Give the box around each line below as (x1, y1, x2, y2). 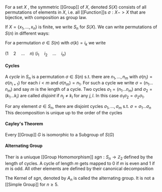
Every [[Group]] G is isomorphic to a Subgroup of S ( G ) (5, 131, 115, 137)
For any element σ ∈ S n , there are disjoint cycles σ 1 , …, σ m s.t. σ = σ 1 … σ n (5, 103, 151, 110)
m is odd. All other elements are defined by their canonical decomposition (5, 166, 154, 171)
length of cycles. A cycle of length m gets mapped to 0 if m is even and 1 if (5, 160, 155, 166)
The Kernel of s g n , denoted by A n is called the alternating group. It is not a (5, 175, 155, 182)
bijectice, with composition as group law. (5, 15, 87, 20)
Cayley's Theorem (5, 121, 43, 127)
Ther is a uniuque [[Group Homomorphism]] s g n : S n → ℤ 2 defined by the (5, 154, 153, 161)
